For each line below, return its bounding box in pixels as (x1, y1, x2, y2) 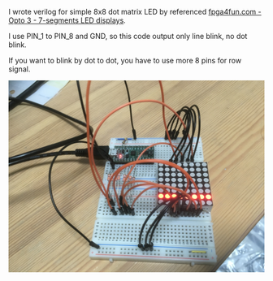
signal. (8, 64, 31, 74)
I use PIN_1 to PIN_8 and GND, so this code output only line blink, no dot (8, 32, 248, 41)
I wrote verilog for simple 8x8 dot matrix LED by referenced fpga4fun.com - (8, 7, 262, 16)
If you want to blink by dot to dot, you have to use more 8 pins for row (8, 56, 242, 65)
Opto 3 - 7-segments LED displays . (8, 15, 126, 25)
